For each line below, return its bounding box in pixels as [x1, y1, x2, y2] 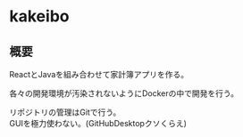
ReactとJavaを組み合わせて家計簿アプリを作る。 [9, 69, 189, 79]
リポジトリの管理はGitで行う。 [9, 107, 121, 117]
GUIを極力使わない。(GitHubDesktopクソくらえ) [9, 118, 188, 128]
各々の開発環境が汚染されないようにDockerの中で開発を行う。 [9, 88, 239, 99]
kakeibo [9, 6, 70, 27]
